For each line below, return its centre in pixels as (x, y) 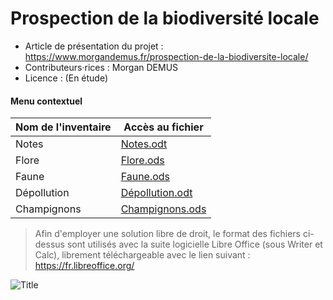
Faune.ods (145, 177)
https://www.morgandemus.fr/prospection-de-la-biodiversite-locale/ (166, 56)
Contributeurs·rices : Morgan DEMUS (101, 67)
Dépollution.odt (156, 193)
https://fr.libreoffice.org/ (84, 266)
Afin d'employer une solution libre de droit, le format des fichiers (167, 234)
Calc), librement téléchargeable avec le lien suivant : (142, 255)
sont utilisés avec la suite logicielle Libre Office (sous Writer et (194, 244)
